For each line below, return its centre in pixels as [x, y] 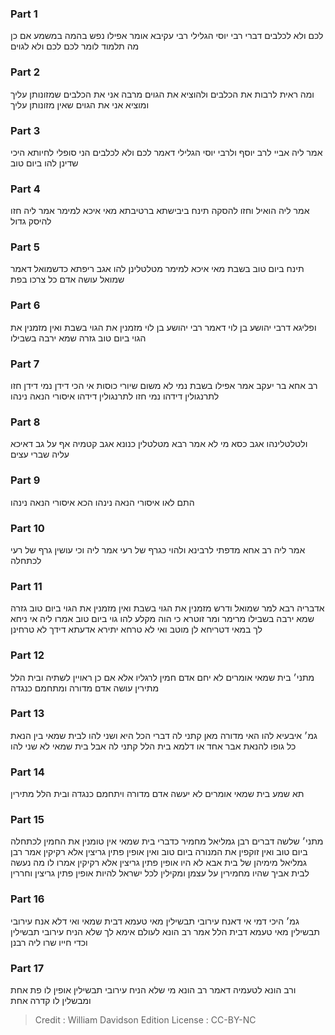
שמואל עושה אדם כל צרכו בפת [67, 279]
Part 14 [27, 772]
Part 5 [25, 247]
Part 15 [27, 820]
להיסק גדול [31, 221]
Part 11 [26, 586]
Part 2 [25, 72]
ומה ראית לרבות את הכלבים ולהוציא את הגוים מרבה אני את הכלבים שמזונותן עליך [162, 94]
